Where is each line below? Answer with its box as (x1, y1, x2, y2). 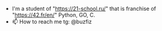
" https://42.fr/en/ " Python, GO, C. (11, 11, 95, 18)
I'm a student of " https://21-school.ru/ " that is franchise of (11, 5, 157, 12)
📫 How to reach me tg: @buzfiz (11, 18, 92, 25)
